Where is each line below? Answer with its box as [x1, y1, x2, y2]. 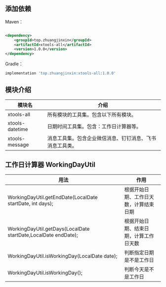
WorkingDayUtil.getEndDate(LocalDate [7, 193, 98, 200]
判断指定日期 [124, 249, 154, 256]
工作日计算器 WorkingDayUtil [5, 160, 95, 169]
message [7, 141, 29, 148]
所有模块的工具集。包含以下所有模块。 [47, 111, 137, 118]
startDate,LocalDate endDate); [7, 232, 78, 239]
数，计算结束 [124, 201, 154, 208]
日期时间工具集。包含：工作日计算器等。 [47, 123, 142, 130]
